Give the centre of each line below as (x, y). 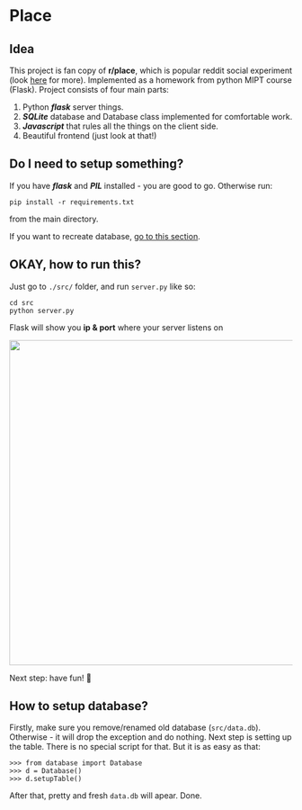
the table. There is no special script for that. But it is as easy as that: (135, 747)
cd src (22, 302)
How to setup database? (79, 706)
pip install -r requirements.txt (72, 202)
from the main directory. (54, 219)
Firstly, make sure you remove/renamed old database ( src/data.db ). (135, 728)
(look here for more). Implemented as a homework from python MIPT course (151, 80)
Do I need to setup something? (97, 164)
